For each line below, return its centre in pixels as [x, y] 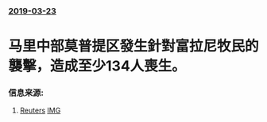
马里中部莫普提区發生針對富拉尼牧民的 [134, 46]
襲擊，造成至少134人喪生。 [97, 66]
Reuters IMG [40, 111]
